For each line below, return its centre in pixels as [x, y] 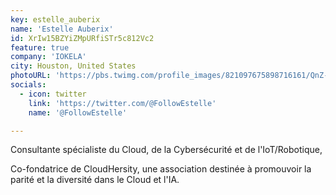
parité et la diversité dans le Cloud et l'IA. [95, 180]
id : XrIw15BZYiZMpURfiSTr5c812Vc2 [82, 38]
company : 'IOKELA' [48, 57]
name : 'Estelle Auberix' [62, 29]
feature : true [40, 47]
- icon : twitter [53, 94]
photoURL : [31, 76]
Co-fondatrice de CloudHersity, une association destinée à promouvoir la [161, 169]
